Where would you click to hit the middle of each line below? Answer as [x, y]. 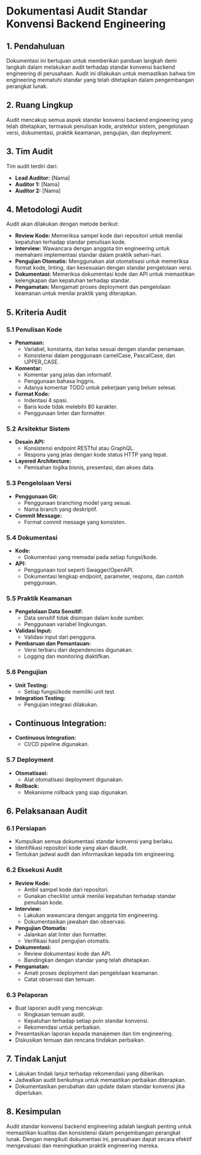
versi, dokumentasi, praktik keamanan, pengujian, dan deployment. [89, 132]
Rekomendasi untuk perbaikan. [62, 1027]
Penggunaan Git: [36, 496]
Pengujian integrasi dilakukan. [61, 704]
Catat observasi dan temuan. [60, 979]
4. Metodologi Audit [44, 210]
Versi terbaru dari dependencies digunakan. [79, 650]
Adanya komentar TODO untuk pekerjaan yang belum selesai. [100, 388]
